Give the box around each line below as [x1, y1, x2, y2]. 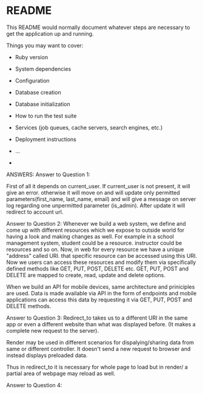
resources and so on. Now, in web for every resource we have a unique [6, 246, 184, 253]
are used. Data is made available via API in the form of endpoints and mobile [6, 289, 197, 297]
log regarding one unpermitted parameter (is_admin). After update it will [6, 202, 185, 209]
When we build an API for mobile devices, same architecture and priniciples [6, 283, 195, 291]
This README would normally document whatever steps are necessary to [6, 24, 190, 31]
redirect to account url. [6, 208, 64, 215]
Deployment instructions [15, 136, 77, 143]
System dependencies [15, 65, 72, 73]
